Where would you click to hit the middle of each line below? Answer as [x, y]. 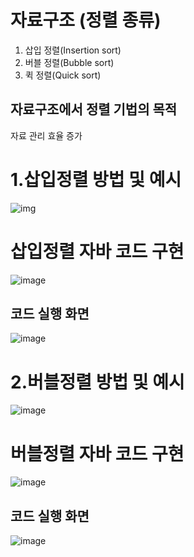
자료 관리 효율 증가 [46, 135]
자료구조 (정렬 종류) [86, 20]
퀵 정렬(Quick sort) [63, 75]
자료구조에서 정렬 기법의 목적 [94, 109]
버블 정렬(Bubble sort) [69, 62]
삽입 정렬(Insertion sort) [73, 50]
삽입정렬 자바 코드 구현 [97, 251]
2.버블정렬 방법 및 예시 [97, 382]
